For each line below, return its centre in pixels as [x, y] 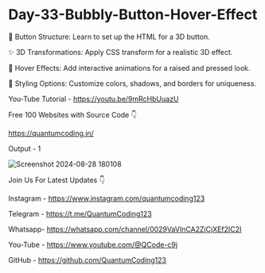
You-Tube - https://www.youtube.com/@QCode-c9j [93, 244]
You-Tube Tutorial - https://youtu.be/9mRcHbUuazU [94, 99]
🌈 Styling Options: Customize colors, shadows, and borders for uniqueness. [132, 83]
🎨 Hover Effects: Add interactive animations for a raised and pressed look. [129, 68]
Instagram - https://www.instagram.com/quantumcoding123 [107, 198]
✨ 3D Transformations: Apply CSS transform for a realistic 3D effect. [121, 52]
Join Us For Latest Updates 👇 [57, 180]
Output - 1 [25, 148]
